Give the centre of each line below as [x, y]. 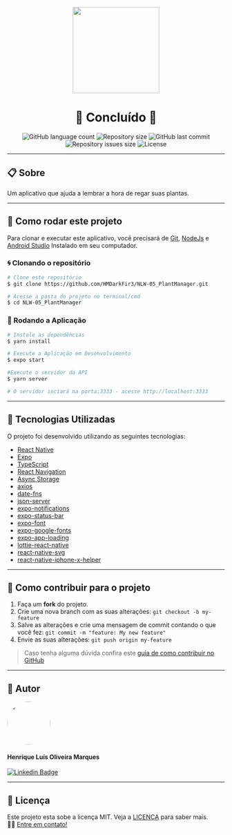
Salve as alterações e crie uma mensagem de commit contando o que [116, 625]
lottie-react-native [43, 545]
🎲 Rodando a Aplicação [47, 320]
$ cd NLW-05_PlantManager [44, 303]
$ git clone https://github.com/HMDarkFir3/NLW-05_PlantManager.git [108, 284]
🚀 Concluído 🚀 [116, 118]
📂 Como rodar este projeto [65, 221]
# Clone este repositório [44, 277]
